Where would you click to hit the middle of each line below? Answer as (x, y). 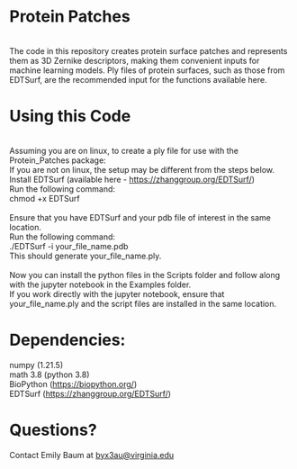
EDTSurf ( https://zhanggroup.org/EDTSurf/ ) (90, 393)
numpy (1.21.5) (36, 365)
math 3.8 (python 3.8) (49, 374)
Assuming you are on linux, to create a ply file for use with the (124, 150)
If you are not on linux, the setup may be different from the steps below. (142, 169)
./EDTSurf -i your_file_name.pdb (69, 246)
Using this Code (70, 117)
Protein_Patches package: (58, 160)
